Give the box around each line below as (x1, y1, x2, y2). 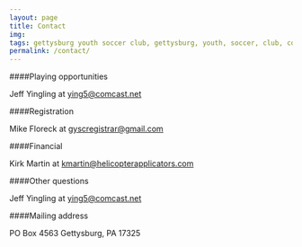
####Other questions (9, 176, 89, 187)
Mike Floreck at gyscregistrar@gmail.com (9, 123, 164, 135)
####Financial (9, 141, 63, 152)
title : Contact (9, 22, 67, 31)
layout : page (9, 13, 58, 22)
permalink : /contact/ (9, 47, 91, 56)
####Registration (9, 106, 75, 117)
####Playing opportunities (9, 71, 108, 82)
